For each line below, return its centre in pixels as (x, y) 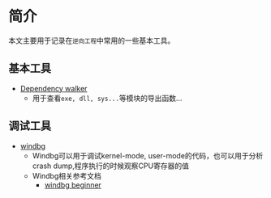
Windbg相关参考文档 (67, 175)
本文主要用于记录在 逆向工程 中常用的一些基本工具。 (92, 40)
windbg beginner (73, 185)
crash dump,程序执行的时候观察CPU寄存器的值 (110, 166)
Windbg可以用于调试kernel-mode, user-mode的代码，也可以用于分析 (148, 155)
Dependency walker (54, 88)
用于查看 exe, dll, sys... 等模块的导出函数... (107, 98)
